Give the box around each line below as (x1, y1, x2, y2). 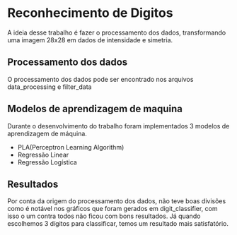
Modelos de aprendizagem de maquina (7, 103, 183, 115)
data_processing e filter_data (7, 83, 92, 91)
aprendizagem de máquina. (7, 129, 87, 138)
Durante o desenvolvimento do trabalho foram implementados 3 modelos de (7, 121, 230, 130)
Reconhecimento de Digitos (7, 5, 173, 21)
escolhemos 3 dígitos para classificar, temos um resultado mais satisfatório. (7, 219, 229, 228)
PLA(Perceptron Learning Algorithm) (17, 143, 125, 151)
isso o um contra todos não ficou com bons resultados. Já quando (7, 212, 201, 220)
